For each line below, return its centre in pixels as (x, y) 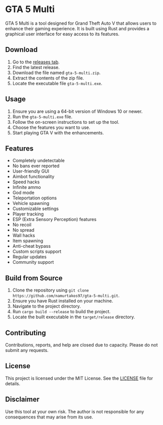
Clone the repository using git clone (51, 290)
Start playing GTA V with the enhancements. (58, 132)
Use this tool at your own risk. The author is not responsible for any (75, 411)
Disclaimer (22, 400)
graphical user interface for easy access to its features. (62, 34)
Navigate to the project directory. (47, 306)
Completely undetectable (39, 161)
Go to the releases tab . (36, 62)
